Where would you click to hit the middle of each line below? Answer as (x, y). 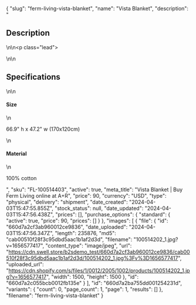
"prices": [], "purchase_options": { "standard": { (113, 215)
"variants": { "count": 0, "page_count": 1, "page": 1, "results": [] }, (85, 289)
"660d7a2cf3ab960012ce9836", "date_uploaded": (67, 227)
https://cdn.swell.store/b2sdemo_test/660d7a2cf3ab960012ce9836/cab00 (99, 252)
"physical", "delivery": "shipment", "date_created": (67, 202)
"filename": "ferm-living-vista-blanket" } (55, 296)
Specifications (33, 77)
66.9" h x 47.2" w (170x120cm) (43, 129)
